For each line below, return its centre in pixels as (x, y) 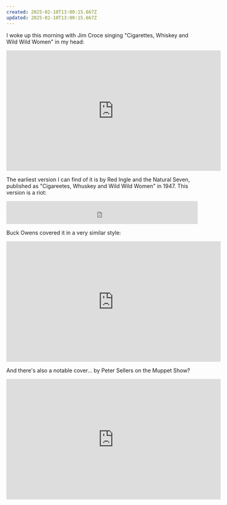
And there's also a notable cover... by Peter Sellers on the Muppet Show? (99, 370)
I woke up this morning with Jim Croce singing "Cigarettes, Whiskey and (97, 35)
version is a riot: (27, 192)
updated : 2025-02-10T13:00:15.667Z (52, 18)
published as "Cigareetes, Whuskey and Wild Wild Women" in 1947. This (97, 186)
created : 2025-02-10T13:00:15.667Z (52, 12)
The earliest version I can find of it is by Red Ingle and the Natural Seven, (98, 179)
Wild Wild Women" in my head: (45, 42)
